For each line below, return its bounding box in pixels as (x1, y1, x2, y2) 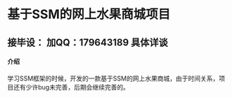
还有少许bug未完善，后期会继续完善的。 (13, 83, 130, 91)
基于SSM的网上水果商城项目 (7, 6, 171, 22)
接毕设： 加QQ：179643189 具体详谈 (7, 36, 169, 48)
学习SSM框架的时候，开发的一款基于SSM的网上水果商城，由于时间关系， (7, 74, 219, 83)
